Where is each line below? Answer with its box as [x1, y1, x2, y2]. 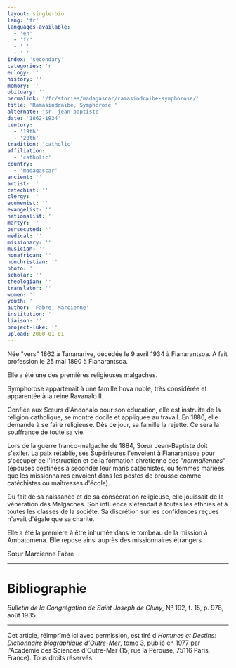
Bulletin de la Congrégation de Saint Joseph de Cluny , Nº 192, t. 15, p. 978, [7, 603, 224, 612]
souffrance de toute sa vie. [7, 428, 86, 436]
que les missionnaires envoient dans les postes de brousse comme [7, 471, 202, 480]
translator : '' [7, 284, 52, 292]
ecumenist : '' [7, 199, 49, 207]
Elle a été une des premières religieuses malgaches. [7, 370, 158, 379]
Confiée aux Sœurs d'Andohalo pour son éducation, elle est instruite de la [7, 405, 221, 414]
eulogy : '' [7, 69, 39, 76]
